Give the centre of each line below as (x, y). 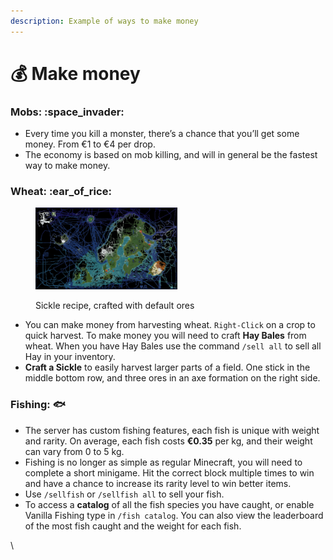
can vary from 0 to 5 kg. (74, 451)
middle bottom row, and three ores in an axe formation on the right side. (172, 378)
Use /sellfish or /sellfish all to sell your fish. (124, 494)
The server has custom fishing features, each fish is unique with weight (172, 430)
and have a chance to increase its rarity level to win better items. (158, 483)
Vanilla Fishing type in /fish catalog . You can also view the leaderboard (174, 515)
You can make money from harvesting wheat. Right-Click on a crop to (170, 325)
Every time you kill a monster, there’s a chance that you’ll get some (162, 134)
